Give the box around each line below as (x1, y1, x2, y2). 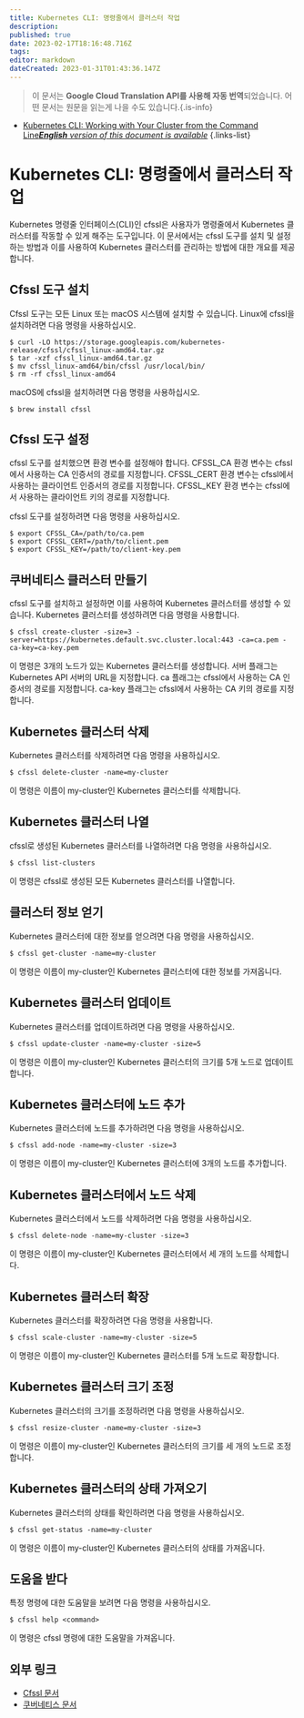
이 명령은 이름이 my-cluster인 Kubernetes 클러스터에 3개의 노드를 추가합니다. (9, 1158, 288, 1169)
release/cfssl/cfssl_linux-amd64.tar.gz (9, 345, 166, 355)
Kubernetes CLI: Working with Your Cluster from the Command (22, 119, 258, 130)
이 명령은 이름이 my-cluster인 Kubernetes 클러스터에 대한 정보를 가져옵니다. (9, 966, 282, 977)
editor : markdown (9, 56, 76, 65)
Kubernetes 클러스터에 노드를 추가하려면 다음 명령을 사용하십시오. (9, 1123, 245, 1133)
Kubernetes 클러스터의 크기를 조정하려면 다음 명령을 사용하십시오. (9, 1405, 245, 1416)
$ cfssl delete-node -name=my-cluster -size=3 (9, 1231, 189, 1241)
